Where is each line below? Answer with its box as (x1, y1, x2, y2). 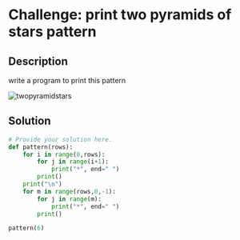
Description (8, 54, 68, 68)
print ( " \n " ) (22, 180, 62, 189)
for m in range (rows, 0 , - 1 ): (22, 187, 116, 195)
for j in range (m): (37, 194, 102, 203)
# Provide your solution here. (8, 135, 113, 143)
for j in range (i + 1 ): (37, 158, 110, 166)
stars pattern (8, 22, 97, 41)
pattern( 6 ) (8, 224, 45, 233)
